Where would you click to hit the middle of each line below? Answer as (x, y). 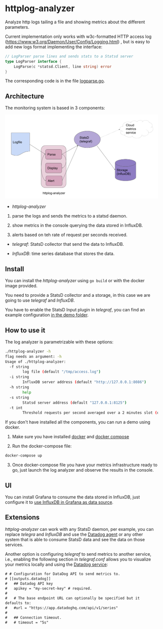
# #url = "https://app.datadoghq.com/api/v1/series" (62, 608)
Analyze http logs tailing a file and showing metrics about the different (75, 22)
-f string (19, 367)
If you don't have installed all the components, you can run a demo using (78, 422)
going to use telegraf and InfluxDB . (40, 300)
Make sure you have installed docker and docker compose (71, 437)
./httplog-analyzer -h (28, 351)
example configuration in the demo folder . (47, 315)
